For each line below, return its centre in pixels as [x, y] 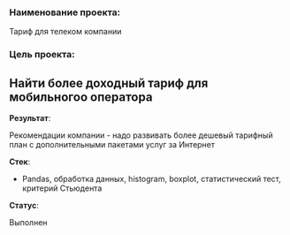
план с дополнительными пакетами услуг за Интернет [112, 145]
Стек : [20, 162]
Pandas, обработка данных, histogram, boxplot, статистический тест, [151, 179]
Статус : [24, 206]
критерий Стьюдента [62, 188]
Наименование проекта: [65, 12]
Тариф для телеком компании [65, 32]
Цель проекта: [42, 55]
